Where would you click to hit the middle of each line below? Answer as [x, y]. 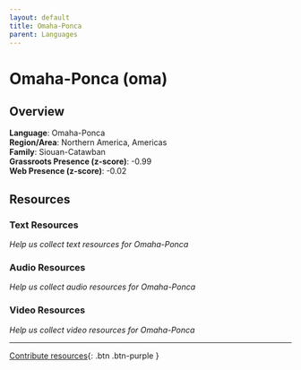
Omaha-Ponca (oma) [89, 78]
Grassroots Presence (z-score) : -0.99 [81, 161]
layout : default [39, 17]
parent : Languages [43, 34]
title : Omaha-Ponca [46, 26]
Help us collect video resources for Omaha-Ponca [102, 330]
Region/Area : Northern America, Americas [88, 142]
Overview [37, 112]
